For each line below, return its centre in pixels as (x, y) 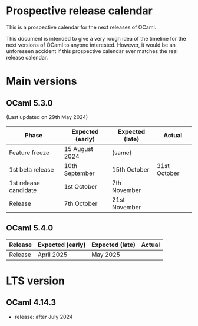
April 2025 (52, 255)
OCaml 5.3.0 (29, 103)
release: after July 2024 (44, 317)
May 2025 (106, 255)
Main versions (42, 81)
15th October (131, 169)
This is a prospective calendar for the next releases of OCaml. (81, 27)
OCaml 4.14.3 (31, 303)
